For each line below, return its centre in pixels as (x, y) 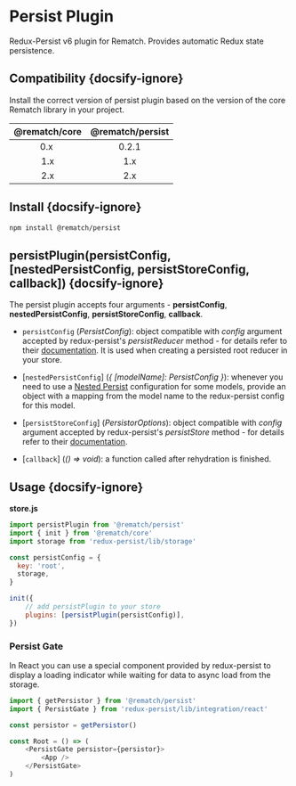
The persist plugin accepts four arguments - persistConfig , (118, 305)
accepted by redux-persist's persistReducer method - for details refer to (154, 341)
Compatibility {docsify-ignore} (96, 79)
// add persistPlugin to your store (93, 607)
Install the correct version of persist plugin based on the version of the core (148, 100)
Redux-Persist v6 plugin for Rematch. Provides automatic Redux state (136, 41)
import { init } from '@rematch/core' (81, 533)
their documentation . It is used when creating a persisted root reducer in (155, 350)
